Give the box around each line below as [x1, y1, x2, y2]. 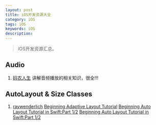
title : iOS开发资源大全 [5, 12, 51, 17]
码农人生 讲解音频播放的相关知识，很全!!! [12, 75, 98, 81]
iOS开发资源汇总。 [17, 46, 57, 51]
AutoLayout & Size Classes [5, 90, 93, 99]
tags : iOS [5, 21, 27, 27]
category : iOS [5, 17, 36, 22]
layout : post [5, 7, 33, 13]
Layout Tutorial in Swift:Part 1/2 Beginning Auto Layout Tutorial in [12, 109, 149, 115]
